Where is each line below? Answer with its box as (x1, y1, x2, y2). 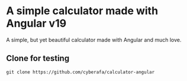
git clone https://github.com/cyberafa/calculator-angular (6, 69, 155, 75)
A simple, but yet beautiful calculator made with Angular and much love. (6, 36, 182, 43)
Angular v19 (6, 17, 67, 30)
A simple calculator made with (6, 4, 159, 18)
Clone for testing (6, 53, 70, 63)
